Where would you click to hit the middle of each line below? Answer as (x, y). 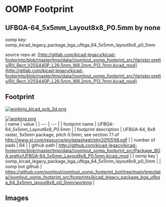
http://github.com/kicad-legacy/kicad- (98, 145)
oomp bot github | (24, 166)
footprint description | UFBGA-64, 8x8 (116, 129)
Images (17, 198)
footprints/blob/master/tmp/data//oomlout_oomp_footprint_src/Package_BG (83, 150)
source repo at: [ (22, 54)
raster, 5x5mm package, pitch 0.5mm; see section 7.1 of (62, 134)
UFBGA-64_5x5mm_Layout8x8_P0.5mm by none (83, 28)
